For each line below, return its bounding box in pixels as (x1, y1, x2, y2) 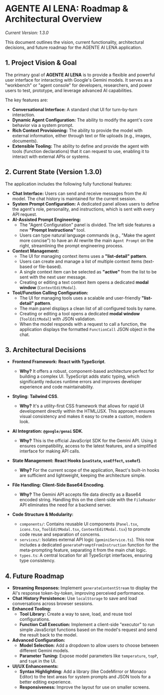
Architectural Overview (5, 13, 102, 25)
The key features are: (5, 97, 48, 103)
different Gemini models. (19, 648, 70, 654)
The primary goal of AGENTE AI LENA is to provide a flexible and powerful (5, 72, 155, 78)
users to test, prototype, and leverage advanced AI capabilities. (5, 87, 133, 93)
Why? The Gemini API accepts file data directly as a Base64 (19, 491, 141, 497)
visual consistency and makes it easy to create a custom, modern (19, 414, 152, 420)
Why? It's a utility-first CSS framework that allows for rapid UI (19, 403, 144, 409)
